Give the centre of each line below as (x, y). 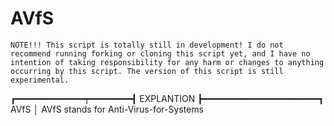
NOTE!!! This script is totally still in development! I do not (147, 45)
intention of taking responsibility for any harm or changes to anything (167, 62)
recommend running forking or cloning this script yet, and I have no (160, 53)
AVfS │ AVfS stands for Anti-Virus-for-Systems (107, 109)
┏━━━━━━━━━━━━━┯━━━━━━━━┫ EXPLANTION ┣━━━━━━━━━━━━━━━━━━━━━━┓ (167, 98)
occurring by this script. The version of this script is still (147, 71)
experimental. (40, 80)
